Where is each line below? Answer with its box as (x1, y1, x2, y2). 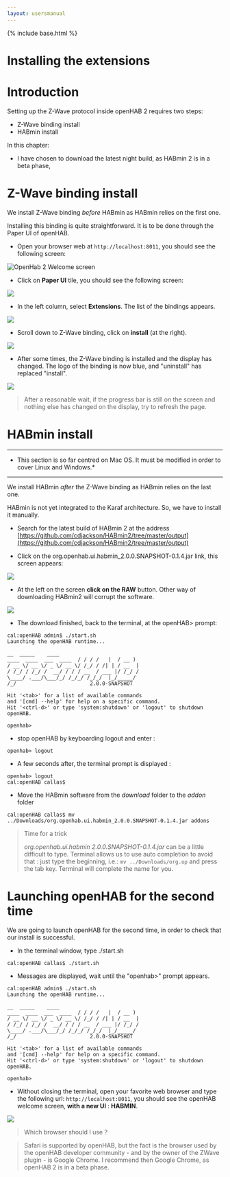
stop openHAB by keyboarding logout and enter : (16, 734, 155, 742)
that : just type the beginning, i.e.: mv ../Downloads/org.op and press (23, 857, 218, 865)
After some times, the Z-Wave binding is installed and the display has (16, 354, 212, 362)
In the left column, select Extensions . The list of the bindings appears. (16, 302, 216, 310)
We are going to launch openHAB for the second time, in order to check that (7, 926, 222, 934)
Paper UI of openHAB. (7, 229, 70, 237)
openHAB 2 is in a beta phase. (23, 1163, 110, 1171)
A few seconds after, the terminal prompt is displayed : (16, 759, 171, 767)
